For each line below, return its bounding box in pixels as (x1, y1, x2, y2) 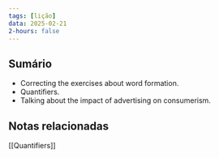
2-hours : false (8, 27, 60, 35)
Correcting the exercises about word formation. (19, 79, 179, 88)
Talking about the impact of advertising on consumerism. (19, 96, 211, 105)
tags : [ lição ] (8, 11, 57, 20)
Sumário (8, 57, 53, 70)
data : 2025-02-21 (8, 19, 67, 28)
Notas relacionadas (8, 119, 109, 133)
